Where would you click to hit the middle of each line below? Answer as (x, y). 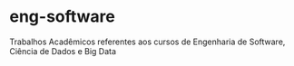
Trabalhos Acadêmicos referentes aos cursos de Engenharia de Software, (147, 42)
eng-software (62, 17)
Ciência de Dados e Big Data (63, 51)
